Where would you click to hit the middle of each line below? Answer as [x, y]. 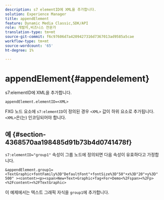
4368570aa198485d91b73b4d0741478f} [69, 142]
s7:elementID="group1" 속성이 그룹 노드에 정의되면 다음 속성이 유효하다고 [76, 155]
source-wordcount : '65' [29, 46]
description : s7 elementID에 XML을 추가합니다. [51, 9]
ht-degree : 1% [20, 50]
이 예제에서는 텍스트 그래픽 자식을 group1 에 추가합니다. [57, 192]
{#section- [29, 134]
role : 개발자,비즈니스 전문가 [31, 28]
